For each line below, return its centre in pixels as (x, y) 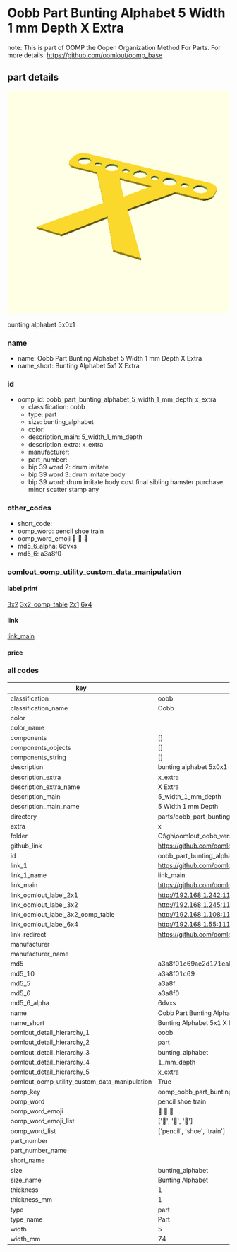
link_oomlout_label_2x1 (44, 895)
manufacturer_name (39, 954)
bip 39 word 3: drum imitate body (77, 474)
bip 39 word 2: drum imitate (68, 467)
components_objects (41, 747)
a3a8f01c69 (176, 973)
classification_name (39, 708)
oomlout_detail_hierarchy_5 (50, 1072)
